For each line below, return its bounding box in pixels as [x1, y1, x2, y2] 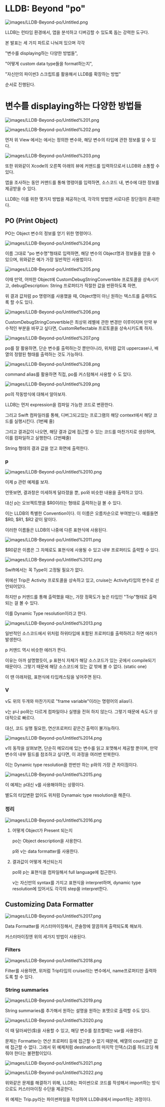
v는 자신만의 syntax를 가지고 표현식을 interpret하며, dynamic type [12, 880, 141, 886]
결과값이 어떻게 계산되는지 [12, 858, 63, 864]
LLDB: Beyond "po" [5, 3, 86, 14]
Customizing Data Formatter [5, 900, 94, 909]
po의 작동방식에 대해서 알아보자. [5, 391, 67, 397]
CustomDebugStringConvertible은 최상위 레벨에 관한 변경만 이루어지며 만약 [5, 319, 152, 325]
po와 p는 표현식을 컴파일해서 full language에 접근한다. [12, 869, 117, 875]
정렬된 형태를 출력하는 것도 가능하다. [14, 351, 84, 357]
